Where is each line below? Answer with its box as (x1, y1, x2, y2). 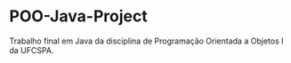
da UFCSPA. (9, 44, 54, 55)
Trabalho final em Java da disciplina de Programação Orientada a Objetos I (9, 35, 284, 46)
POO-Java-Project (9, 6, 149, 27)
